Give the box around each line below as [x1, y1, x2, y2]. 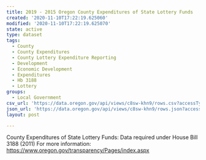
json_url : [6, 105, 32, 112]
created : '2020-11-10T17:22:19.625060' [6, 15, 109, 21]
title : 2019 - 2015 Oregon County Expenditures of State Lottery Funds [6, 9, 193, 15]
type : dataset [6, 32, 43, 38]
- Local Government [12, 94, 62, 101]
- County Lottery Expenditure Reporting [12, 55, 116, 61]
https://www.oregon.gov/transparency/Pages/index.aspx [6, 147, 150, 154]
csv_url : [6, 100, 29, 106]
